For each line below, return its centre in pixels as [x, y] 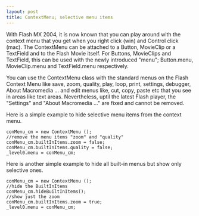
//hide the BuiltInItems [37, 186]
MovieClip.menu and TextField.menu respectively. [68, 66]
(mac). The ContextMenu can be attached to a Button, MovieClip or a [91, 47]
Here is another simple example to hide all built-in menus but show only [94, 163]
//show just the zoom [33, 197]
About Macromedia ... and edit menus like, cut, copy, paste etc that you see [99, 90]
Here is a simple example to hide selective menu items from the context [94, 115]
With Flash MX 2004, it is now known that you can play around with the [94, 34]
